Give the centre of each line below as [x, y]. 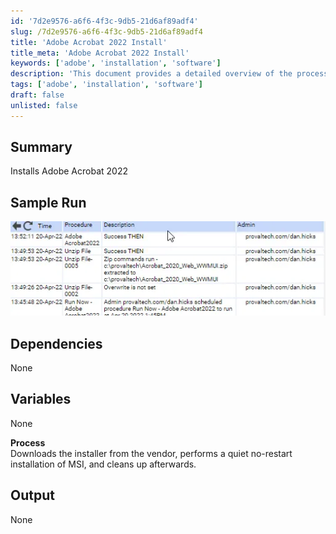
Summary [41, 147]
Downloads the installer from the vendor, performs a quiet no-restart [151, 453]
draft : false [37, 95]
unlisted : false [44, 105]
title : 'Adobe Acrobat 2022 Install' [89, 42]
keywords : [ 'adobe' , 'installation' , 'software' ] [116, 63]
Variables [41, 399]
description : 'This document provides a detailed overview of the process [169, 74]
